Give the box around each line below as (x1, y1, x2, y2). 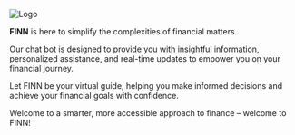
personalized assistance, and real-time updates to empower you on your (9, 53, 281, 63)
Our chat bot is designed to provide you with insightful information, (9, 43, 260, 54)
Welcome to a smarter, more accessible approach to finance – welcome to (9, 108, 287, 118)
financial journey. (9, 63, 74, 73)
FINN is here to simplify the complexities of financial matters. (9, 26, 238, 36)
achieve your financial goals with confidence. (9, 91, 179, 101)
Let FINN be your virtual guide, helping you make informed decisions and (9, 81, 283, 91)
